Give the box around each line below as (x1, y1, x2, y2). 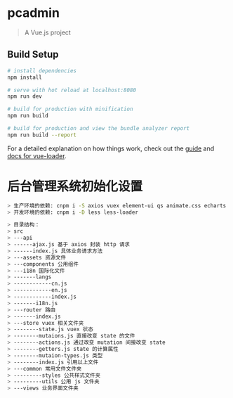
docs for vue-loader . (7, 151, 67, 160)
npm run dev (7, 93, 42, 100)
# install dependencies (7, 67, 77, 75)
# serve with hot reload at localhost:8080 (7, 86, 137, 94)
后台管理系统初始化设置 (7, 178, 143, 194)
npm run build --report (7, 131, 77, 139)
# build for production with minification (7, 105, 133, 113)
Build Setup (7, 49, 59, 60)
